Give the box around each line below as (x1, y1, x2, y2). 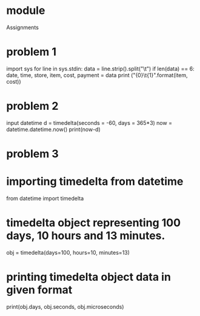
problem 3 (6, 147, 59, 161)
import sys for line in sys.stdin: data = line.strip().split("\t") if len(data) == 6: (6, 65, 195, 72)
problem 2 (6, 99, 59, 113)
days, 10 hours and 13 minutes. (6, 229, 165, 243)
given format (6, 283, 73, 297)
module (6, 4, 45, 18)
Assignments (6, 24, 39, 31)
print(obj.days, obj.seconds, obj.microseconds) (6, 303, 124, 310)
